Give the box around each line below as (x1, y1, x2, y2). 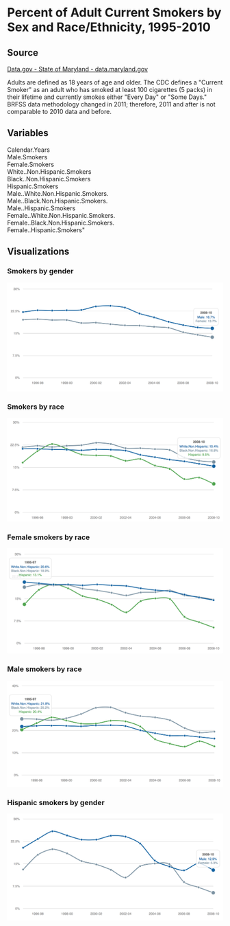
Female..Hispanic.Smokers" (7, 225, 86, 234)
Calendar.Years (7, 146, 50, 154)
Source (7, 47, 39, 58)
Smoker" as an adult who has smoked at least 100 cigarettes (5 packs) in (7, 86, 212, 93)
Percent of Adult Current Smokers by (7, 5, 222, 21)
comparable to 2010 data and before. (7, 108, 112, 115)
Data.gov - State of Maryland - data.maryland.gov (7, 65, 149, 73)
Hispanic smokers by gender (7, 798, 105, 808)
